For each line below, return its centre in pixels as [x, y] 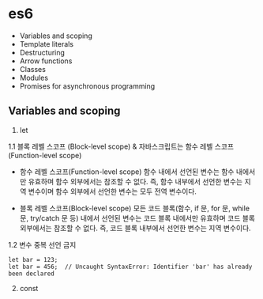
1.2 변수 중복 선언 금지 [42, 244]
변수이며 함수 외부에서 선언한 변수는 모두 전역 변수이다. [113, 191]
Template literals [46, 44]
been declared [32, 274]
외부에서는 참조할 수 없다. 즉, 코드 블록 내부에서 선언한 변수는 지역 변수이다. [135, 228]
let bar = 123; [33, 259]
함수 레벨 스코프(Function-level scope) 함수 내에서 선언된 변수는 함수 [127, 172]
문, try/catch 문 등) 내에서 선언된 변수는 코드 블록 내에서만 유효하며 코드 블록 [137, 218]
